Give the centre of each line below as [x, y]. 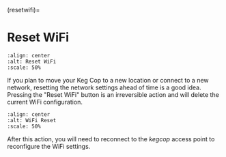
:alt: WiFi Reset [32, 120]
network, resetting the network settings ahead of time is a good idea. [104, 87]
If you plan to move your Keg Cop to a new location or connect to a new [108, 80]
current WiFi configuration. [45, 102]
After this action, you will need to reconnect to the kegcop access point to [111, 139]
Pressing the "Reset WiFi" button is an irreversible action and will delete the [113, 94]
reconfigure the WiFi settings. [49, 146]
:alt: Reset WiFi [32, 61]
